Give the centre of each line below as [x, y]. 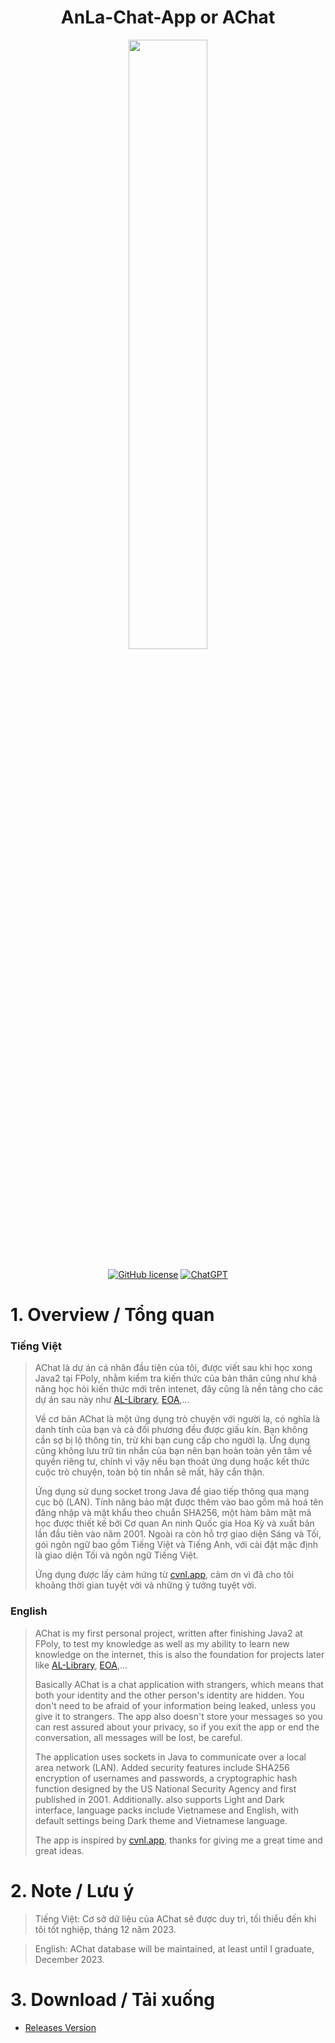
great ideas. [59, 1850]
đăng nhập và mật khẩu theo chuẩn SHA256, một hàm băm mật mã [173, 1513]
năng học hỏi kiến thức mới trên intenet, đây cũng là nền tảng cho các [179, 1389]
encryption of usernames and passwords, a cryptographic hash [166, 1778]
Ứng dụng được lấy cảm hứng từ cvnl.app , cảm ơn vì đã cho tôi [164, 1575]
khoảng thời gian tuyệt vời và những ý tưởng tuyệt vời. [145, 1585]
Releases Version [60, 2027]
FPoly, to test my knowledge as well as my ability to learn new [162, 1643]
